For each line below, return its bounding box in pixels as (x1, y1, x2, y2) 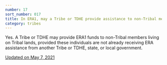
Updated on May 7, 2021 (5, 55, 55, 61)
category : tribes (5, 21, 41, 26)
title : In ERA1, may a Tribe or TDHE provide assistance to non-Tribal (5, 16, 157, 21)
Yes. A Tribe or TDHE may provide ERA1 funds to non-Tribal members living (5, 34, 160, 40)
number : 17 (5, 7, 28, 12)
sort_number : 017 (5, 12, 41, 17)
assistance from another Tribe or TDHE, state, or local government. (5, 45, 143, 51)
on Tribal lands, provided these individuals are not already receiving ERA (5, 40, 154, 46)
